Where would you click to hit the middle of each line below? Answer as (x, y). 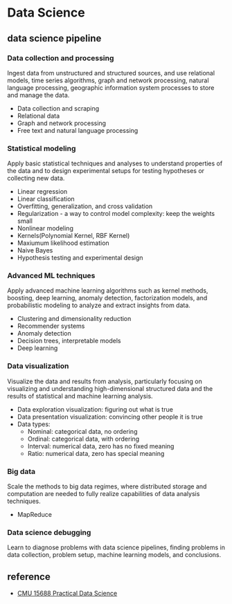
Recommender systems (51, 326)
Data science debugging (49, 532)
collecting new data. (36, 179)
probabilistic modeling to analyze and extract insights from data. (99, 305)
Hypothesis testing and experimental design (80, 258)
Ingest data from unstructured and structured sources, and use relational (111, 73)
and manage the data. (38, 95)
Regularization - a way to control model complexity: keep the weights (116, 214)
